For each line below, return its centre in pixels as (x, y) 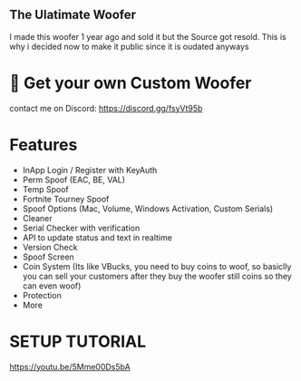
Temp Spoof (46, 189)
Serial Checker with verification (81, 228)
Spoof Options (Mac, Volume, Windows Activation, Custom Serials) (148, 209)
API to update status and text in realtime (97, 237)
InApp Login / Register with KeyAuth (90, 170)
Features (44, 145)
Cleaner (37, 218)
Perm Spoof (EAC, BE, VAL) (73, 180)
